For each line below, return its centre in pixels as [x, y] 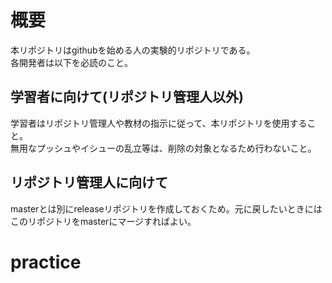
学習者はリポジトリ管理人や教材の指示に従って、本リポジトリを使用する [159, 123]
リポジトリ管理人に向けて [89, 182]
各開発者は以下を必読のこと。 [71, 62]
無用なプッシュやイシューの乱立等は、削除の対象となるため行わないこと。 [163, 148]
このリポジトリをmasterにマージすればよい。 [103, 221]
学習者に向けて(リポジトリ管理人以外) [127, 97]
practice [46, 262]
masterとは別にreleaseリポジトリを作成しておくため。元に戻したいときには [166, 208]
